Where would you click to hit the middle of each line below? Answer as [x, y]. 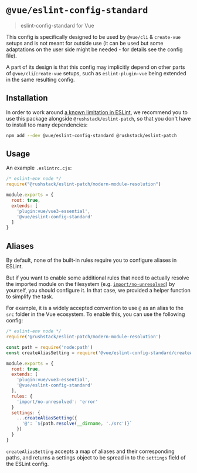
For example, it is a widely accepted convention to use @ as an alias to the [95, 308]
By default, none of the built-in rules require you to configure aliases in [91, 260]
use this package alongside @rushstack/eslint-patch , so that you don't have [98, 118]
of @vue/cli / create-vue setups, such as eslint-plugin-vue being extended [96, 73]
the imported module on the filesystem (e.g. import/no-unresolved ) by [91, 284]
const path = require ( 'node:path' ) [50, 347]
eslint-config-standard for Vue [57, 25]
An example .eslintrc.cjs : [39, 168]
